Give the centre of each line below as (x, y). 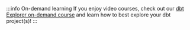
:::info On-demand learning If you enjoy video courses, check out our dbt (95, 9)
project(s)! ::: (22, 21)
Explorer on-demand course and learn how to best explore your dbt (88, 15)
